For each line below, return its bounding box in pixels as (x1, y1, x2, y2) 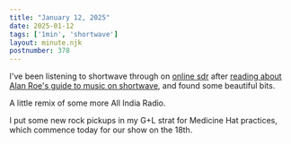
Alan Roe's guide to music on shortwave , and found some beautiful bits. (9, 80, 276, 91)
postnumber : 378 (9, 47, 70, 55)
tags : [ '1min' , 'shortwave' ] (9, 30, 119, 38)
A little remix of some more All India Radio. (9, 97, 166, 108)
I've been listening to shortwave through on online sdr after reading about (9, 71, 282, 81)
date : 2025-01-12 (9, 21, 75, 30)
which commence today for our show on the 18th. (9, 124, 193, 135)
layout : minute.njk (9, 38, 83, 47)
